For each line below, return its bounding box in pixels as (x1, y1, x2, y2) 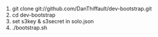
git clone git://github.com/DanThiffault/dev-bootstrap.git (11, 5, 152, 12)
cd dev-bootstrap (11, 11, 55, 18)
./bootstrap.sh (11, 24, 48, 31)
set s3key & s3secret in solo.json (11, 18, 94, 24)
